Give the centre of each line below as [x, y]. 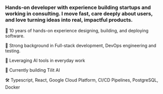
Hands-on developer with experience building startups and [78, 7]
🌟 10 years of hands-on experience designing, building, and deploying [77, 31]
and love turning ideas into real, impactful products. [69, 20]
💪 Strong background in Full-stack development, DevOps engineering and [81, 46]
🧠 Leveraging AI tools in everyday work [45, 61]
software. [15, 36]
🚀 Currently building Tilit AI [33, 70]
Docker [13, 87]
